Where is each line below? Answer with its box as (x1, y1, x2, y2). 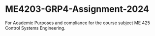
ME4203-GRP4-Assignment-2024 (5, 3, 149, 15)
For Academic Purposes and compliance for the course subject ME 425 (5, 20, 150, 26)
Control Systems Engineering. (5, 25, 65, 31)
